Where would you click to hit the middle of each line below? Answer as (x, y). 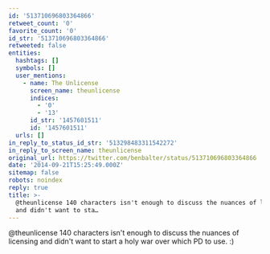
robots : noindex (35, 180)
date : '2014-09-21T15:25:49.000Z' (66, 166)
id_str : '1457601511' (66, 121)
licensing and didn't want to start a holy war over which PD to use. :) (121, 241)
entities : (25, 53)
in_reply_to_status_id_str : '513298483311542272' (93, 143)
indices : (44, 98)
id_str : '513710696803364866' (59, 38)
